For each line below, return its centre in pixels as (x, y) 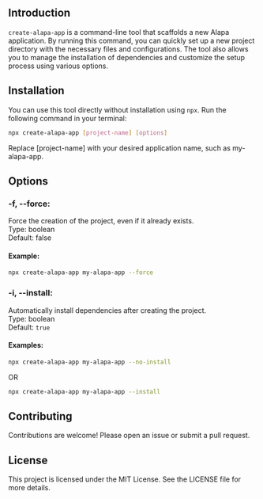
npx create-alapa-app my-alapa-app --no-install (90, 362)
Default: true (29, 327)
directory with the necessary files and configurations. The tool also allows (128, 49)
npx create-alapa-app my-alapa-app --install (84, 391)
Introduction (39, 13)
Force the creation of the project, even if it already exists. (101, 221)
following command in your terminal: (68, 118)
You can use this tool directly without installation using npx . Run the (117, 109)
